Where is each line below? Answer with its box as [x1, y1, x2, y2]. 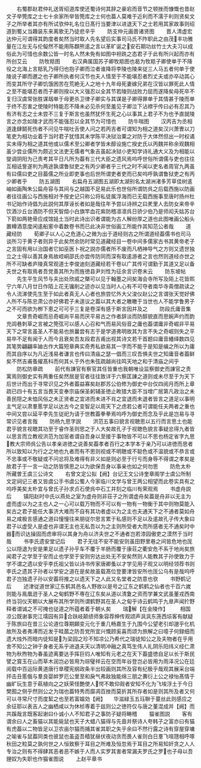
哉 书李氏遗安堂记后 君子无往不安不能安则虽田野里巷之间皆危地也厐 [6, 538, 193, 545]
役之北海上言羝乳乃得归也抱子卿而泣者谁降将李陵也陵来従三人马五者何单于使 [6, 65, 195, 72]
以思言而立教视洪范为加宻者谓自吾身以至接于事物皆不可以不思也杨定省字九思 [6, 433, 195, 440]
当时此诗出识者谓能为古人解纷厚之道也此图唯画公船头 [63, 215, 195, 222]
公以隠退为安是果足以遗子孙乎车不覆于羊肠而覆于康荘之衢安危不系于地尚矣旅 [6, 545, 195, 552]
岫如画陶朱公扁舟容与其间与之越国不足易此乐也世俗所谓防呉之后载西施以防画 [6, 185, 195, 192]
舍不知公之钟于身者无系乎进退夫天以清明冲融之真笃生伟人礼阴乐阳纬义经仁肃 [6, 643, 195, 650]
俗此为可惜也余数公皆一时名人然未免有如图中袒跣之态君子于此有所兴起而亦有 [6, 50, 195, 57]
